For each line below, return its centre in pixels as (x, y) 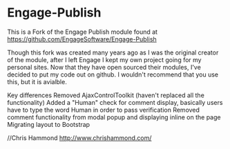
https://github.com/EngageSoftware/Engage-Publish (82, 39)
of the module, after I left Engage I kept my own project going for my (104, 59)
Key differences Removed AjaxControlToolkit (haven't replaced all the (106, 95)
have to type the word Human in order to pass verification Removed (104, 110)
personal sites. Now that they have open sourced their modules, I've (104, 67)
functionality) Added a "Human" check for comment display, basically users (115, 102)
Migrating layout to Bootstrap (49, 124)
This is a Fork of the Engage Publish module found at (82, 32)
